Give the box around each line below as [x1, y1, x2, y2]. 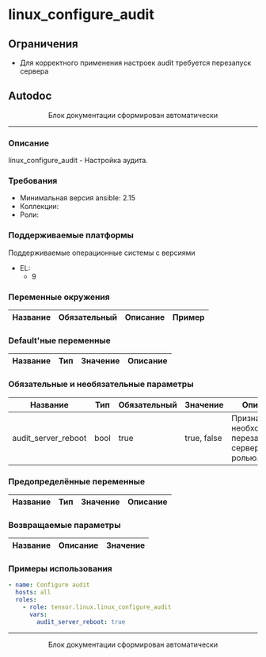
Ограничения [8, 37, 78, 51]
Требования [8, 176, 58, 187]
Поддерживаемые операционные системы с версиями [8, 248, 196, 257]
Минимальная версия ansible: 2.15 [19, 193, 136, 203]
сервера [19, 66, 49, 76]
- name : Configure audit [8, 581, 90, 589]
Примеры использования [8, 564, 112, 575]
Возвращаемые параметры [8, 519, 121, 530]
